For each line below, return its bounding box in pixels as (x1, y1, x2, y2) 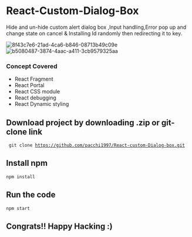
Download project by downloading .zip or (6, 118, 160, 128)
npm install (6, 173, 35, 180)
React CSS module (14, 88, 60, 95)
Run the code (6, 190, 56, 200)
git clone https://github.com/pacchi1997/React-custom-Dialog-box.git (8, 142, 185, 148)
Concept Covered (6, 62, 58, 70)
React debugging (14, 94, 57, 101)
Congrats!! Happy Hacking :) (6, 222, 113, 232)
